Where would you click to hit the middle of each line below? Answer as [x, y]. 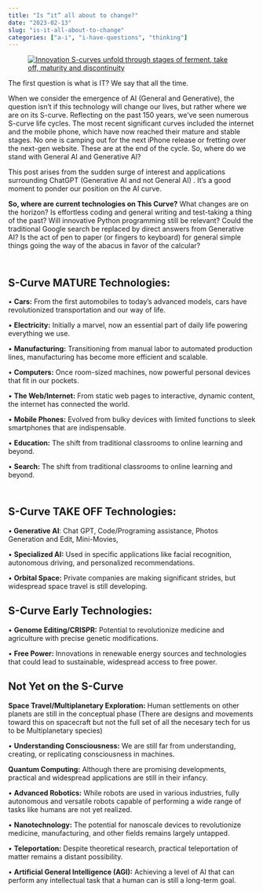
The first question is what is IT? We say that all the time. [98, 83]
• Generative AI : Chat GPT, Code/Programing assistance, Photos [113, 530]
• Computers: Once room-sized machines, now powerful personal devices [130, 372]
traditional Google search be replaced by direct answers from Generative [126, 229]
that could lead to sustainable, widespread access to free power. [113, 661]
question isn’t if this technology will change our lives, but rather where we [128, 107]
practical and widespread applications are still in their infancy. [108, 778]
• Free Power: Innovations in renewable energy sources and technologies [128, 653]
